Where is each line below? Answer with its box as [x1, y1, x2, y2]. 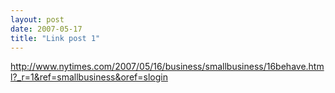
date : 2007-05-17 [10, 24, 83, 34]
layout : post [10, 14, 65, 25]
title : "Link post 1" [10, 33, 101, 43]
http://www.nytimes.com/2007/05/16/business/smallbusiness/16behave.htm [10, 61, 325, 73]
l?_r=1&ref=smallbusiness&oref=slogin [10, 71, 168, 83]
